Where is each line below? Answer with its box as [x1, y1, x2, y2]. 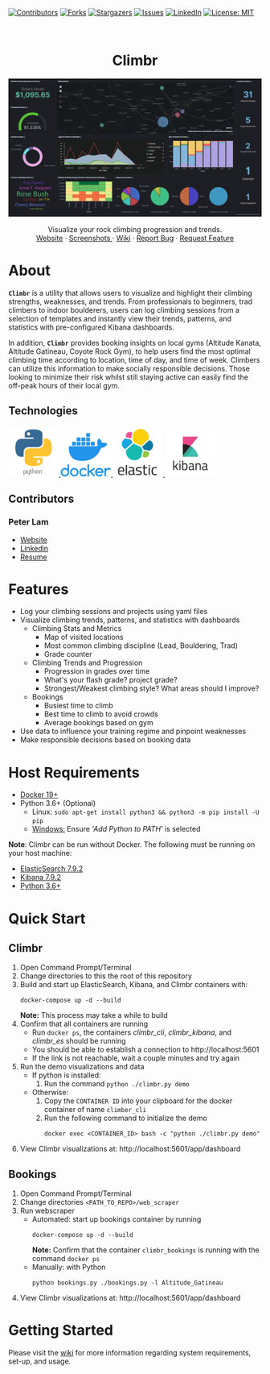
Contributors [8, 492, 75, 506]
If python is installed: [31, 1070, 102, 1080]
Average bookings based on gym [43, 718, 154, 728]
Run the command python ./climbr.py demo [43, 1079, 190, 1089]
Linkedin [19, 543, 49, 553]
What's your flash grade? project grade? [43, 675, 178, 685]
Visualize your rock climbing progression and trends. [47, 225, 223, 235]
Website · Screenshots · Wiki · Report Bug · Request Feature [35, 234, 235, 243]
